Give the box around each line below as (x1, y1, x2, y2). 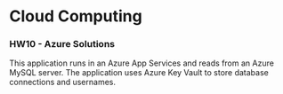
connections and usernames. (9, 77, 117, 88)
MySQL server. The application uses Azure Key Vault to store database (9, 67, 269, 78)
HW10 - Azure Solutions (9, 38, 116, 51)
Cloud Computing (9, 6, 142, 27)
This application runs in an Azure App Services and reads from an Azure (9, 58, 274, 68)
